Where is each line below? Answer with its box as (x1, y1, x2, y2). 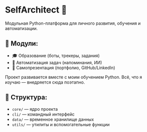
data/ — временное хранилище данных (12, 116, 94, 122)
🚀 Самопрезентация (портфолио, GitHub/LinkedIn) (12, 65, 116, 71)
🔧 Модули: (5, 40, 38, 48)
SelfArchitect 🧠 (5, 4, 67, 15)
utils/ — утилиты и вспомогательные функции (12, 121, 110, 127)
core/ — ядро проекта (12, 106, 58, 112)
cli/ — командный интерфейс (12, 111, 75, 117)
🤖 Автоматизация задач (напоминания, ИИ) (12, 59, 103, 65)
